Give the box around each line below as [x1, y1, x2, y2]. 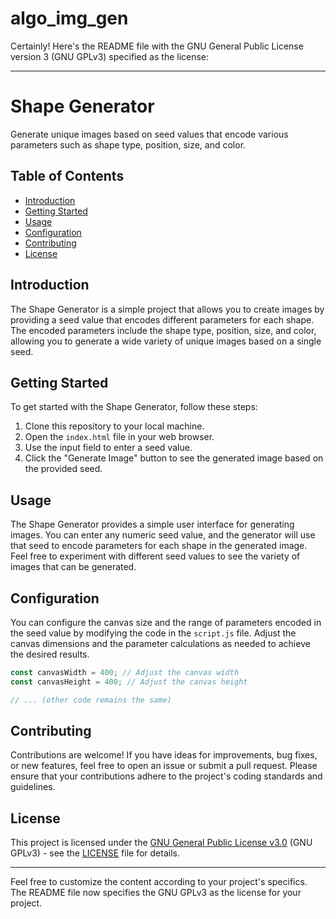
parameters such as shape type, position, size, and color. [10, 138, 247, 151]
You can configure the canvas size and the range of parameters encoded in [10, 616, 322, 628]
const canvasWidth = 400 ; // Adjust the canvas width [10, 667, 240, 677]
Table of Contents [10, 168, 125, 185]
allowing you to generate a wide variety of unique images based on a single [10, 335, 322, 347]
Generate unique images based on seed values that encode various [10, 128, 289, 140]
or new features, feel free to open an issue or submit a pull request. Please [10, 760, 318, 772]
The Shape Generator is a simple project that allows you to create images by [10, 303, 325, 315]
